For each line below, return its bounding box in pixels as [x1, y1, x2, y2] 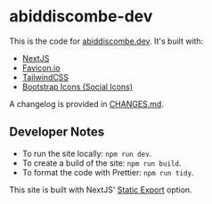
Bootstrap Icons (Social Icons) [21, 81, 134, 92]
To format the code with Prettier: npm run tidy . [21, 167, 194, 177]
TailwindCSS [21, 71, 69, 82]
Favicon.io [21, 62, 61, 73]
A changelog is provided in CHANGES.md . [9, 98, 165, 109]
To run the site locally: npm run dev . [21, 148, 152, 159]
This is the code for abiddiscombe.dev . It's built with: [9, 36, 204, 46]
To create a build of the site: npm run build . [21, 158, 182, 168]
